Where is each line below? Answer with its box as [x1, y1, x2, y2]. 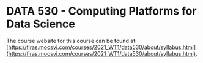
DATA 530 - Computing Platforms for [6, 4, 197, 18]
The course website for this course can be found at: [6, 37, 138, 44]
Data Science [6, 17, 75, 31]
